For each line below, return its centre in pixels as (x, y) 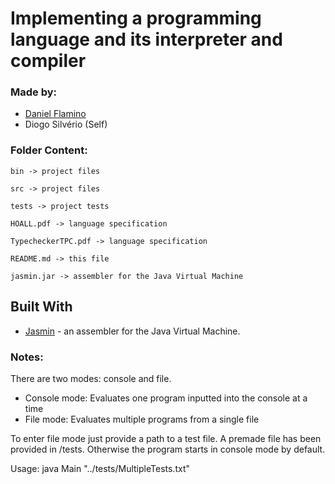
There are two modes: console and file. (91, 378)
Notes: (27, 357)
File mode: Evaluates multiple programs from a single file (142, 419)
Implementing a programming (136, 18)
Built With (41, 307)
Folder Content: (49, 150)
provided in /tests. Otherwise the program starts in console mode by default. (168, 449)
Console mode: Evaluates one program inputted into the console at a (166, 398)
